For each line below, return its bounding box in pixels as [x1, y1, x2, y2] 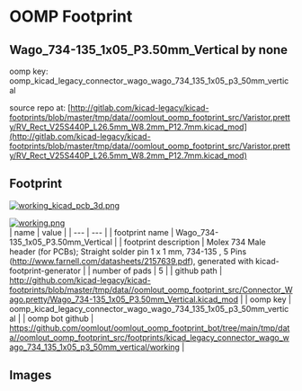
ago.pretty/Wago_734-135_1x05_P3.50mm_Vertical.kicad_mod [9, 294, 238, 305]
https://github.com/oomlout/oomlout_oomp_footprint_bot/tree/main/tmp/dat [9, 322, 290, 333]
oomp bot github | [27, 313, 94, 324]
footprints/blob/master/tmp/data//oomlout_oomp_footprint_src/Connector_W [9, 284, 294, 295]
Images [9, 368, 52, 383]
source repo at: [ [9, 102, 71, 113]
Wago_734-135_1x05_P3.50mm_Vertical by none [9, 42, 289, 58]
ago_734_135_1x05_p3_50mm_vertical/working [9, 342, 180, 352]
